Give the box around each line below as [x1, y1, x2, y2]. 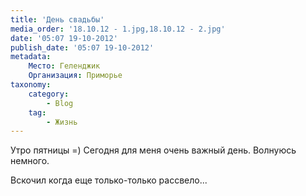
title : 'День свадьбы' [10, 14, 105, 25]
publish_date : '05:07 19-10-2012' [10, 42, 155, 53]
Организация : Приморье [28, 71, 123, 81]
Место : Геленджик [28, 61, 101, 71]
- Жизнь [46, 117, 78, 127]
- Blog [46, 98, 74, 108]
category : [28, 89, 70, 99]
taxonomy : [10, 80, 52, 90]
